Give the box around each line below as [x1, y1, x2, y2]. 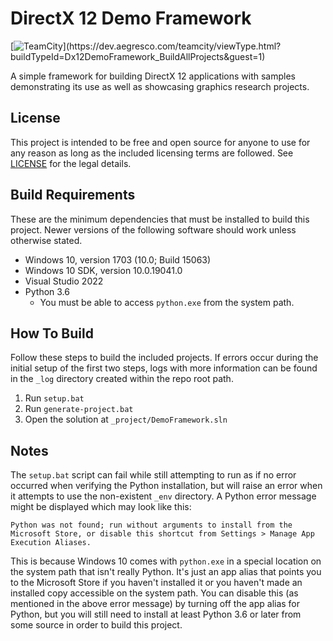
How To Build [10, 325, 94, 342]
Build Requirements [10, 187, 136, 204]
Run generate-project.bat [24, 403, 134, 415]
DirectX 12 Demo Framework [10, 7, 252, 30]
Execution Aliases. [10, 538, 92, 548]
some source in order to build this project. [10, 619, 183, 631]
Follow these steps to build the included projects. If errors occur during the [10, 352, 319, 364]
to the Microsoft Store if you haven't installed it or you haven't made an [10, 577, 303, 589]
